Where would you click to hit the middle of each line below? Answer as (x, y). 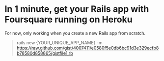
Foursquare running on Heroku (69, 19)
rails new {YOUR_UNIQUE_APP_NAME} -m (59, 42)
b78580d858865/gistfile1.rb (45, 53)
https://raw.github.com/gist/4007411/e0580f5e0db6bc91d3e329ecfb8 (88, 48)
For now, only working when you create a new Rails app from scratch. (75, 33)
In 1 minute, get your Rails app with (77, 9)
